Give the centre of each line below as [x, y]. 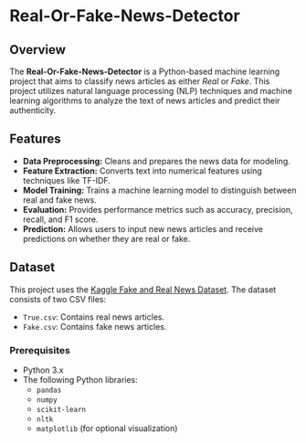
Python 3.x [43, 370]
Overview [38, 50]
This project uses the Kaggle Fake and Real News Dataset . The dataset [143, 290]
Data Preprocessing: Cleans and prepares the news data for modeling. [156, 161]
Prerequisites [40, 350]
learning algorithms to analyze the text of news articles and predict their [145, 100]
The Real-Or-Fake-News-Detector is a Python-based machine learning [145, 71]
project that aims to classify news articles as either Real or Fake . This [140, 81]
